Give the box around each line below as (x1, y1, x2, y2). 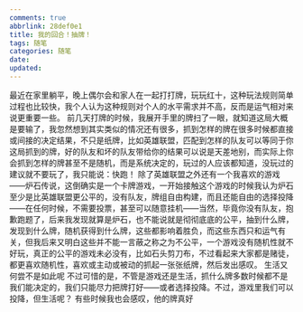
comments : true (9, 13, 67, 23)
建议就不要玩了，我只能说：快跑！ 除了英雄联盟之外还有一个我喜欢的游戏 (9, 168, 280, 179)
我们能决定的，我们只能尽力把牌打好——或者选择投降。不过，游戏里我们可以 (9, 281, 294, 292)
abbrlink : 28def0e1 (9, 22, 83, 31)
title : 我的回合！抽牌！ (9, 30, 92, 39)
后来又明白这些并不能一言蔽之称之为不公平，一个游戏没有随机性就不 (40, 236, 294, 247)
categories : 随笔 (9, 47, 72, 56)
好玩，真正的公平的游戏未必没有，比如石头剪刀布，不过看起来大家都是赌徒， (9, 248, 294, 259)
